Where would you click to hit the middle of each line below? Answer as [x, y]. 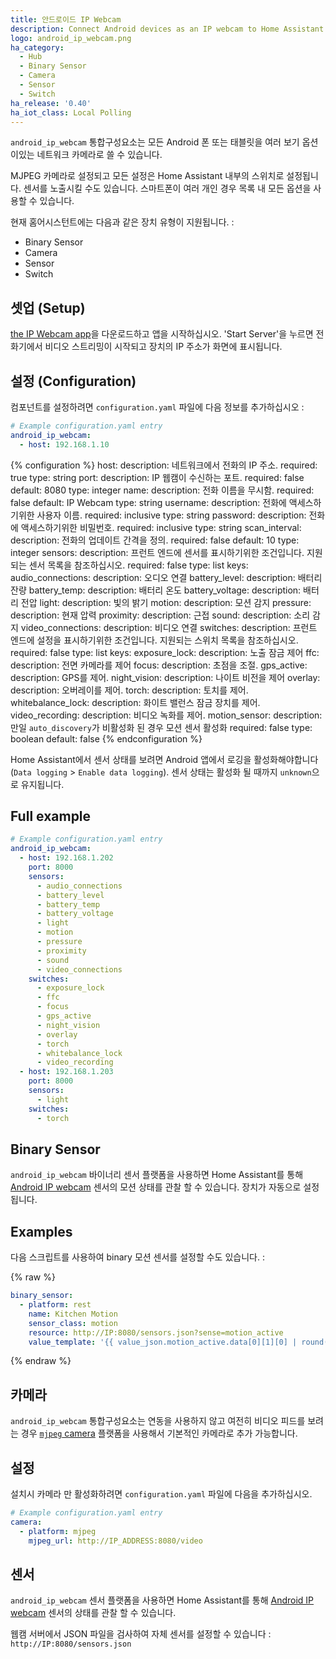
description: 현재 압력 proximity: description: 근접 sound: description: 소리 [160, 615]
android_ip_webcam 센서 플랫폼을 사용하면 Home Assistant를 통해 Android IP [162, 1600]
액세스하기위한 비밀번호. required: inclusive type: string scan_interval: [161, 527]
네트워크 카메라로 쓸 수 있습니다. [99, 155]
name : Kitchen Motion [73, 1314]
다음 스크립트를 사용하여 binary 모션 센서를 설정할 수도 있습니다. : [137, 1257]
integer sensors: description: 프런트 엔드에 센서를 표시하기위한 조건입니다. [157, 552]
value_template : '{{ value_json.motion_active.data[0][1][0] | [163, 1342]
